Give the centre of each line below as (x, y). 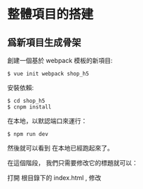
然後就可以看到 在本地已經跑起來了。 (60, 148)
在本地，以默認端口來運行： (47, 121)
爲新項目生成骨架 (44, 42)
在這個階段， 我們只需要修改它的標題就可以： (73, 163)
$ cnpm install (29, 107)
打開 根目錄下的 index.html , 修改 (54, 178)
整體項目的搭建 (50, 14)
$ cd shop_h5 (26, 101)
